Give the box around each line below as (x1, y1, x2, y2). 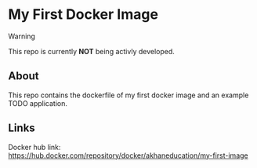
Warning (8, 31, 35, 41)
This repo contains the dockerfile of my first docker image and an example (8, 90, 249, 100)
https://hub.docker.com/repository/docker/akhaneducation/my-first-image (8, 151, 248, 160)
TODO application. (8, 98, 68, 108)
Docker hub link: (8, 142, 61, 152)
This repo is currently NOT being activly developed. (8, 46, 175, 56)
